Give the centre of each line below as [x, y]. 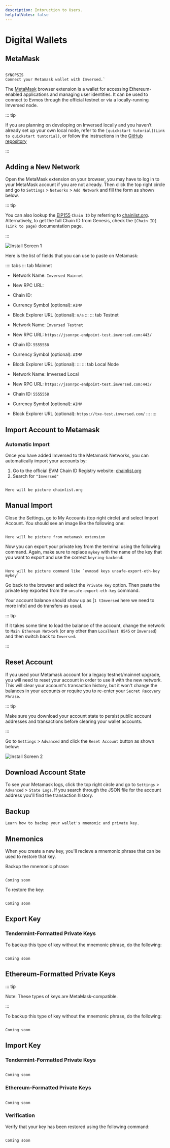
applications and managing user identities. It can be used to [86, 94]
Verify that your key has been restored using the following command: [77, 1127]
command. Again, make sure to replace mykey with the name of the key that [84, 552]
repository [16, 141]
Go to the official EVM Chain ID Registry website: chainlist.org [77, 471]
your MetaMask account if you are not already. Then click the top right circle [85, 185]
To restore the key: [25, 890]
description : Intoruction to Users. [44, 10]
